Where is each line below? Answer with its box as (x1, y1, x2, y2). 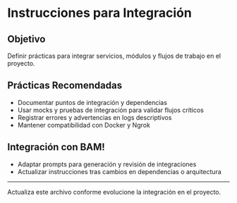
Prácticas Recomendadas (7, 80, 122, 92)
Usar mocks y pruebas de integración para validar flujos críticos (17, 106, 205, 114)
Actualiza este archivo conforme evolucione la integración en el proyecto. (7, 187, 221, 196)
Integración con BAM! (7, 141, 106, 153)
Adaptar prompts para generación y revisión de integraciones (17, 160, 197, 168)
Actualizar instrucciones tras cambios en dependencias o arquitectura (17, 167, 222, 176)
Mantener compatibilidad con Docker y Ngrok (17, 121, 150, 129)
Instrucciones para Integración (7, 5, 192, 21)
